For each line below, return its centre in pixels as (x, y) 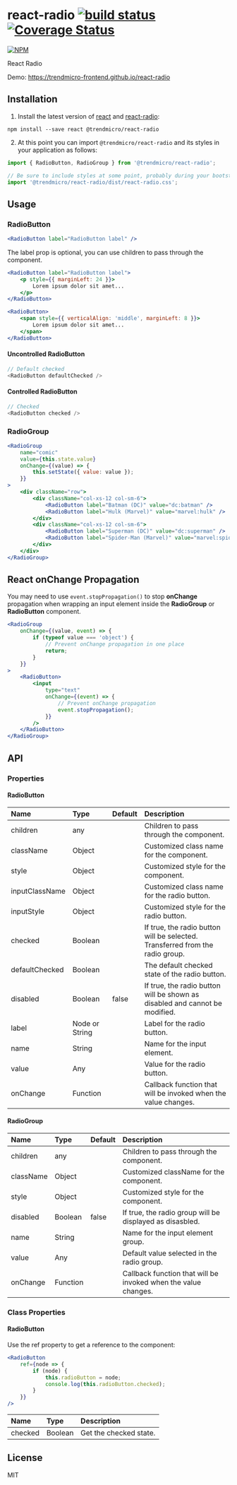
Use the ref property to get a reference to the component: (91, 1345)
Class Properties (36, 1312)
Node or (86, 1023)
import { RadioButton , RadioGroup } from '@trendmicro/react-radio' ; (112, 162)
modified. (160, 1012)
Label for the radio (175, 1023)
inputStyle (28, 911)
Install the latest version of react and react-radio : (89, 116)
